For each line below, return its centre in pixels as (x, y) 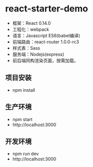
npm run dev (25, 154)
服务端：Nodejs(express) (38, 54)
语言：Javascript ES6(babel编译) (46, 35)
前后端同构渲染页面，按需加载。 (45, 60)
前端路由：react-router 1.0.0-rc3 (45, 42)
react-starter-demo (47, 9)
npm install (24, 90)
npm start (22, 119)
